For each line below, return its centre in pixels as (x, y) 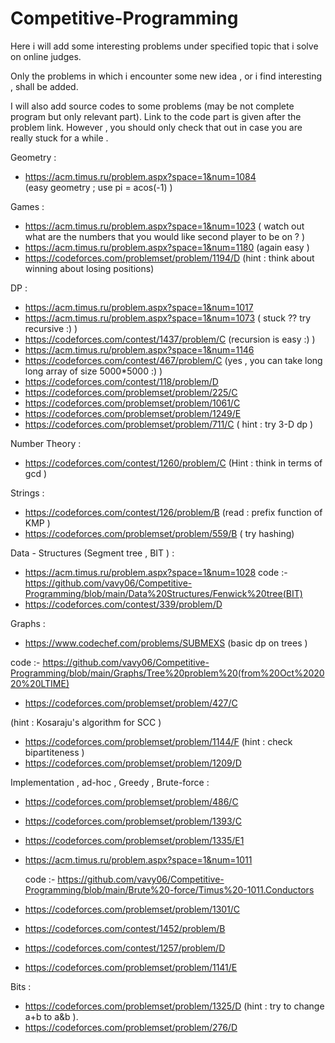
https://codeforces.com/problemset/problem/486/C (131, 801)
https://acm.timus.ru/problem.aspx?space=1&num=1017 (139, 307)
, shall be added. (44, 86)
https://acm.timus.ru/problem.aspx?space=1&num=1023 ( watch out (164, 226)
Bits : (21, 986)
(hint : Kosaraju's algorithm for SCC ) (86, 722)
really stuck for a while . (59, 138)
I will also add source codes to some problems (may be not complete (152, 106)
